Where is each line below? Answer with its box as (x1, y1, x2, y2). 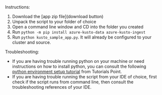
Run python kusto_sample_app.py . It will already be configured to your (12, 34, 152, 40)
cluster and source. (12, 39, 51, 45)
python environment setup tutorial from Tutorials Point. (12, 69, 122, 75)
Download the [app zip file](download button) (12, 14, 104, 19)
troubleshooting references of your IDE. (12, 84, 91, 90)
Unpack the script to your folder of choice (12, 19, 96, 24)
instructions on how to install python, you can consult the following (12, 63, 146, 69)
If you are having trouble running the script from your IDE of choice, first (12, 74, 157, 79)
